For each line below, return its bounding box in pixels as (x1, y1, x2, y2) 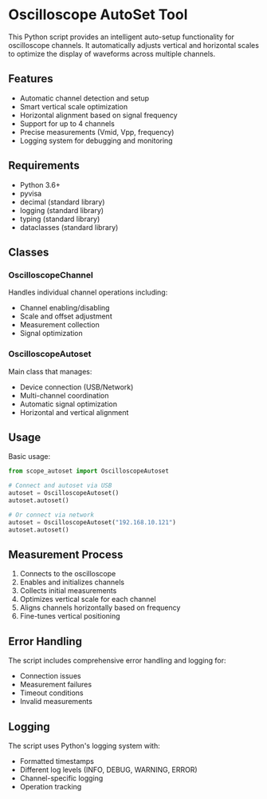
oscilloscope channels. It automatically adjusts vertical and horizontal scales (8, 40, 259, 49)
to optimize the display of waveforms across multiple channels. (8, 49, 216, 58)
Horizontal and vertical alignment (19, 407, 129, 417)
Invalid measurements (19, 697, 93, 706)
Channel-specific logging (19, 773, 104, 783)
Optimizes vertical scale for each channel (19, 595, 157, 604)
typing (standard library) (19, 214, 100, 223)
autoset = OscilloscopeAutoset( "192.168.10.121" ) (8, 518, 177, 526)
